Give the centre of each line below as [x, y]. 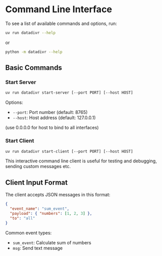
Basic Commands [34, 68]
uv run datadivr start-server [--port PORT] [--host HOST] [69, 93]
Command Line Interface [59, 9]
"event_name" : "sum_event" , [40, 209]
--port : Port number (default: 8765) [50, 112]
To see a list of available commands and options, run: [61, 23]
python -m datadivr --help [34, 52]
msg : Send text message [37, 248]
